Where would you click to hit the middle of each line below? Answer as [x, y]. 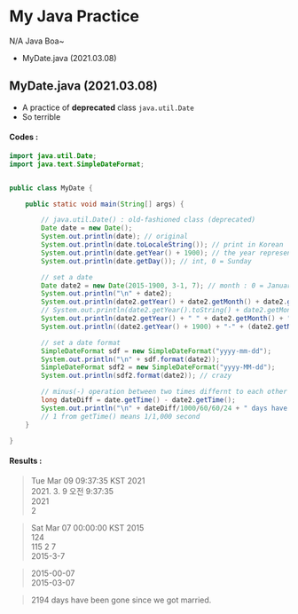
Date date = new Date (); [87, 228]
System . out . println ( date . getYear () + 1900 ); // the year [149, 253]
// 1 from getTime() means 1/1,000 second [121, 416]
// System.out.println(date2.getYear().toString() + [141, 311]
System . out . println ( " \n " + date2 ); [107, 294]
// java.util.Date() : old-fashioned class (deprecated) [148, 220]
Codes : [24, 137]
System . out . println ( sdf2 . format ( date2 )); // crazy [137, 376]
